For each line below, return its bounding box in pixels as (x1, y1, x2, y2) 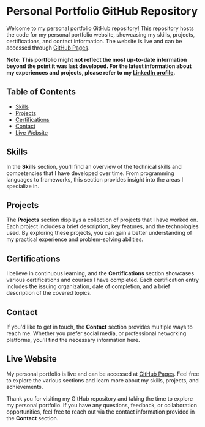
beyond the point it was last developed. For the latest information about (6, 62, 192, 70)
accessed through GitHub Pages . (6, 44, 90, 51)
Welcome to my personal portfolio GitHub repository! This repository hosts (6, 24, 194, 32)
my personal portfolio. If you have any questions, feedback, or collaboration (6, 401, 198, 409)
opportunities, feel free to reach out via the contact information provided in (6, 408, 195, 415)
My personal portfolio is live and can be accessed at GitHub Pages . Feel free (6, 370, 199, 377)
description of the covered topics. (6, 289, 92, 297)
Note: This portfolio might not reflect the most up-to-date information (6, 56, 187, 63)
